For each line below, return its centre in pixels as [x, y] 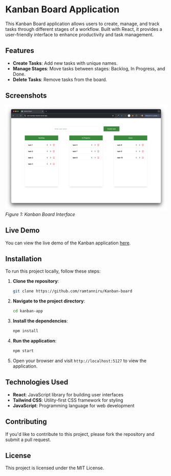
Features [20, 51]
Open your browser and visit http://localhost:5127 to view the [80, 360]
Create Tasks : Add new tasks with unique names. [65, 63]
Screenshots [26, 96]
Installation [24, 259]
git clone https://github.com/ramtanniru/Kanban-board [72, 291]
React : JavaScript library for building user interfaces [68, 394]
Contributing [26, 422]
